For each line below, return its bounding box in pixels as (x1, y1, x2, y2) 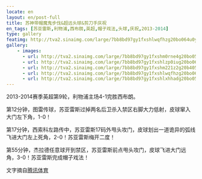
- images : (17, 48, 42, 54)
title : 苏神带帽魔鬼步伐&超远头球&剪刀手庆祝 (6, 20, 107, 26)
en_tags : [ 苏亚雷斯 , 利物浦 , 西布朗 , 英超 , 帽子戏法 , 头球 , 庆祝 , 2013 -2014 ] (6, 25, 169, 32)
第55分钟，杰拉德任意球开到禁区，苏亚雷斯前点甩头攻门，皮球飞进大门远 (6, 147, 186, 154)
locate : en (6, 8, 34, 15)
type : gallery (6, 31, 42, 37)
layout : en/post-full (6, 14, 61, 20)
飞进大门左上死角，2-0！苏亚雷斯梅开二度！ (6, 133, 115, 141)
